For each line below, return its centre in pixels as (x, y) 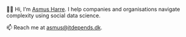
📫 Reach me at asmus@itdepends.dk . (54, 27)
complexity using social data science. (53, 16)
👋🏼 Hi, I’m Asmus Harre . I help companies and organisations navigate (93, 9)
